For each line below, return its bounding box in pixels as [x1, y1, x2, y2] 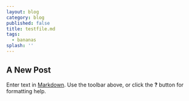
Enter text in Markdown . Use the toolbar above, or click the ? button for [6, 81, 184, 88]
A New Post [6, 65, 51, 76]
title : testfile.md [6, 25, 56, 32]
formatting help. [6, 87, 47, 94]
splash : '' [6, 43, 34, 49]
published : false [6, 20, 50, 26]
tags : [6, 31, 20, 37]
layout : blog [6, 8, 39, 15]
